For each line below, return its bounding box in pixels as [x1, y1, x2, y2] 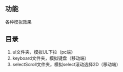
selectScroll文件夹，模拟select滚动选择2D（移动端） [12, 61, 121, 67]
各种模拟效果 [5, 19, 31, 25]
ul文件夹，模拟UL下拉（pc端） [12, 49, 76, 55]
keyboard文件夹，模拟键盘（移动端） [12, 55, 89, 61]
